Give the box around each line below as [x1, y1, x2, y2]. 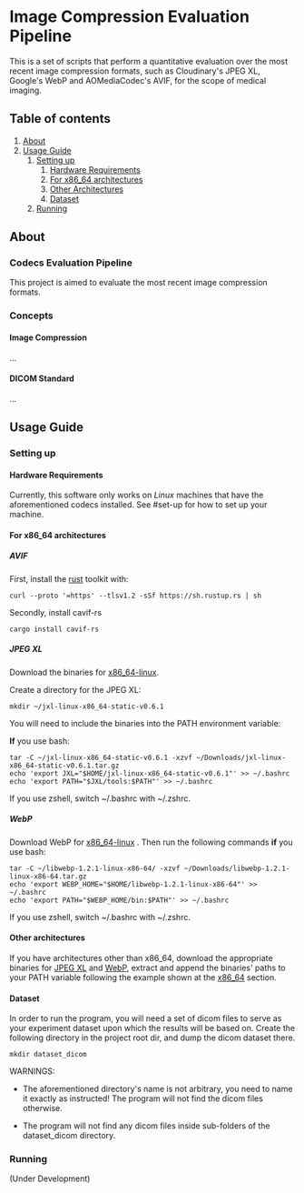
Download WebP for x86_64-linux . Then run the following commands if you [9, 837, 293, 847]
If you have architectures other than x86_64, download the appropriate [9, 952, 274, 963]
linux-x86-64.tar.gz [9, 871, 88, 881]
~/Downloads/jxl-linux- [196, 753, 286, 762]
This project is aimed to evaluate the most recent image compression [9, 277, 268, 288]
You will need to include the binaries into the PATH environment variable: [9, 717, 281, 728]
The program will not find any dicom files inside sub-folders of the [22, 1120, 270, 1131]
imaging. [9, 85, 43, 95]
